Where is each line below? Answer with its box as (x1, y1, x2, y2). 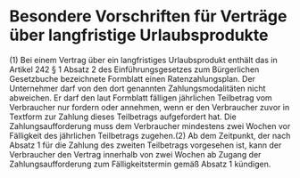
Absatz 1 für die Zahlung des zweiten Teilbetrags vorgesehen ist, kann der (9, 140, 282, 150)
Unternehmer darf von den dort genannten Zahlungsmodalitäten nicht (9, 83, 266, 93)
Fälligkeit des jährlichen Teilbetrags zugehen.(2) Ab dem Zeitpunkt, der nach (9, 130, 291, 141)
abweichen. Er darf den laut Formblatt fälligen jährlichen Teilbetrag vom (9, 92, 272, 103)
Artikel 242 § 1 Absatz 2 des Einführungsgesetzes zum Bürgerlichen (9, 64, 260, 75)
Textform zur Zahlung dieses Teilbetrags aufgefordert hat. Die (9, 111, 237, 122)
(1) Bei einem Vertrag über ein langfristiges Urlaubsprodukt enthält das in (9, 54, 279, 65)
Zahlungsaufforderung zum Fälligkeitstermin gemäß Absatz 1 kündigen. (9, 158, 271, 169)
